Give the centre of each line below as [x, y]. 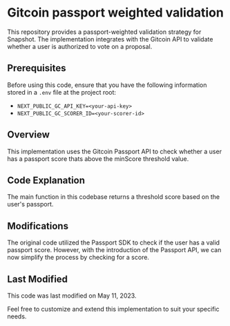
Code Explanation [46, 180]
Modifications [38, 226]
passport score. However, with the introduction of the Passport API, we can [114, 250]
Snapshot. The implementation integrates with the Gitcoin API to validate [110, 39]
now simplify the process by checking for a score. [78, 258]
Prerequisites [37, 68]
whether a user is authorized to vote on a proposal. [80, 46]
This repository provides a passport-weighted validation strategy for [104, 32]
